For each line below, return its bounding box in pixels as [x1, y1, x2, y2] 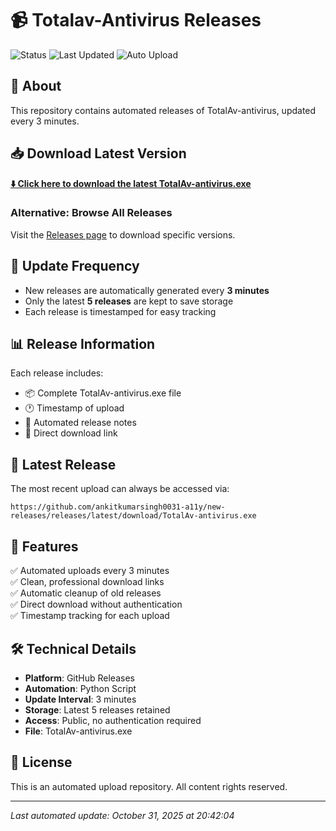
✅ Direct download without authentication [10, 598, 183, 611]
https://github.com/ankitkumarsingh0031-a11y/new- [10, 502, 226, 512]
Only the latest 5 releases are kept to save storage [24, 295, 234, 307]
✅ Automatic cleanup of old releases [10, 587, 162, 599]
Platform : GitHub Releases [24, 672, 135, 684]
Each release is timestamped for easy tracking [24, 305, 217, 317]
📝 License [10, 754, 73, 771]
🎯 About [10, 78, 62, 95]
